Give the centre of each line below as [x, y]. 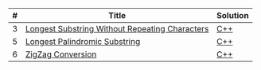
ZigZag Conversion [61, 54]
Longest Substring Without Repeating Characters [117, 29]
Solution [232, 15]
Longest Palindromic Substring [83, 41]
